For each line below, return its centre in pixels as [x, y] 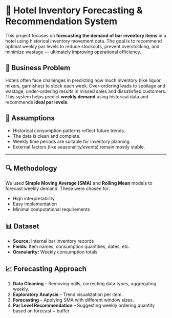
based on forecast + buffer [41, 311]
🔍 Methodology [31, 168]
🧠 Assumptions [30, 118]
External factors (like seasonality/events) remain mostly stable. [79, 147]
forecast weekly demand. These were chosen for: [58, 188]
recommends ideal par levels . [37, 102]
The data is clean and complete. [47, 136]
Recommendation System [61, 21]
